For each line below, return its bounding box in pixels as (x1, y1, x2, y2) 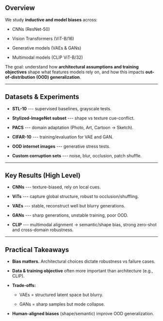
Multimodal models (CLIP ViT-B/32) (12, 54, 83, 60)
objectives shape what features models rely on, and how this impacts (5, 69, 145, 75)
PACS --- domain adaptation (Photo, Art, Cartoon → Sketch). (12, 124, 133, 130)
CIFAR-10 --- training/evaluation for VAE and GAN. (12, 134, 114, 140)
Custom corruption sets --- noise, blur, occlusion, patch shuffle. (12, 152, 142, 158)
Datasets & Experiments (5, 93, 80, 101)
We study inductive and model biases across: (5, 17, 98, 22)
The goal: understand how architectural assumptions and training (5, 64, 139, 69)
